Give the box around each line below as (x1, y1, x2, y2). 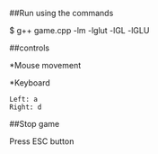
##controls (9, 42, 50, 53)
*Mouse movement (9, 60, 82, 70)
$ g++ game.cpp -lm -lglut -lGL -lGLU (9, 25, 150, 35)
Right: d (9, 103, 42, 112)
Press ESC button (9, 136, 75, 147)
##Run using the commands (9, 8, 114, 18)
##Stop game (9, 119, 60, 129)
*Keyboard (9, 77, 51, 88)
